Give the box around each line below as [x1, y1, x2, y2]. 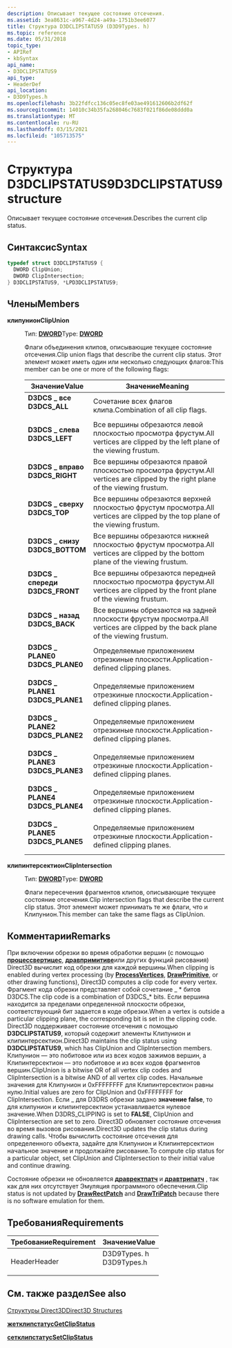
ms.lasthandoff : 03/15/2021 [7, 126, 88, 133]
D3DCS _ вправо [28, 462, 84, 472]
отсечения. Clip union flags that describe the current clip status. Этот [24, 350, 222, 359]
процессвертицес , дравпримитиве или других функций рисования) [7, 956, 209, 964]
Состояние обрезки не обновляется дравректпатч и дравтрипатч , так [7, 1175, 220, 1183]
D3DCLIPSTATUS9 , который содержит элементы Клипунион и [7, 1030, 191, 1038]
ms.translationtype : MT [7, 113, 76, 119]
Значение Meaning [125, 381, 189, 391]
